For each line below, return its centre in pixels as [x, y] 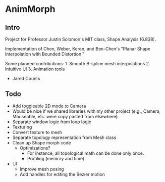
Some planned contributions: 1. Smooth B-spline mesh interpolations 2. [78, 64]
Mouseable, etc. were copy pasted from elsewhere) [65, 116]
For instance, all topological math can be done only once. [86, 153]
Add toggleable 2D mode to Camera [49, 106]
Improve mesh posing [42, 169]
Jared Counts [26, 78]
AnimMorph [30, 9]
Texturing [22, 127]
